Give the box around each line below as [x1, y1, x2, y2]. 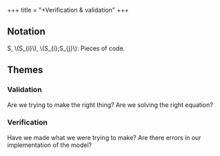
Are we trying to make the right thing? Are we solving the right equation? [7, 100, 214, 109]
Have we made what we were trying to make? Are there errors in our [7, 133, 201, 142]
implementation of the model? [7, 141, 92, 149]
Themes [7, 64, 43, 76]
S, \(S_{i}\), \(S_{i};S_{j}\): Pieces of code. [7, 44, 126, 52]
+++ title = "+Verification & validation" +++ [7, 6, 129, 14]
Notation [7, 26, 46, 37]
